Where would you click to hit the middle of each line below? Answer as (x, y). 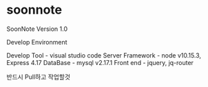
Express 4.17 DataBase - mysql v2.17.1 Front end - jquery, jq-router (100, 62)
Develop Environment (37, 42)
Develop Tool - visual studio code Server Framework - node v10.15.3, (104, 55)
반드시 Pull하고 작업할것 (38, 77)
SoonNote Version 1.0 (37, 29)
